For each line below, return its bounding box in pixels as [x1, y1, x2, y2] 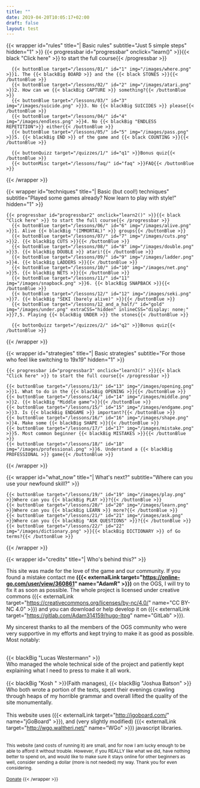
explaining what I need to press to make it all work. [6, 667, 132, 674]
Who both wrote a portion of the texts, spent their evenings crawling [6, 686, 175, 693]
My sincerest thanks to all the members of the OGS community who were [6, 624, 187, 631]
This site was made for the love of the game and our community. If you [6, 567, 181, 575]
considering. [6, 765, 33, 771]
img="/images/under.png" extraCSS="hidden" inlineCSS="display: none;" [6, 307, 189, 313]
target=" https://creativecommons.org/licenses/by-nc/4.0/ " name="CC [6, 599, 180, 606]
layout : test [6, 25, 39, 32]
